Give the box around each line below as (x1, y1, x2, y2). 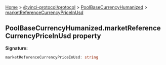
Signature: (5, 45, 28, 51)
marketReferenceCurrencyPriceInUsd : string (5, 54, 99, 59)
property (72, 32, 101, 40)
